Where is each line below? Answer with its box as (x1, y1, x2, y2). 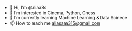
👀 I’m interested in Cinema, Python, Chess (9, 10, 95, 15)
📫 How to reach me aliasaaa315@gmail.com (9, 20, 101, 26)
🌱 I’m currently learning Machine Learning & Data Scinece (9, 15, 127, 20)
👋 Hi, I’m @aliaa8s (9, 5, 47, 10)
